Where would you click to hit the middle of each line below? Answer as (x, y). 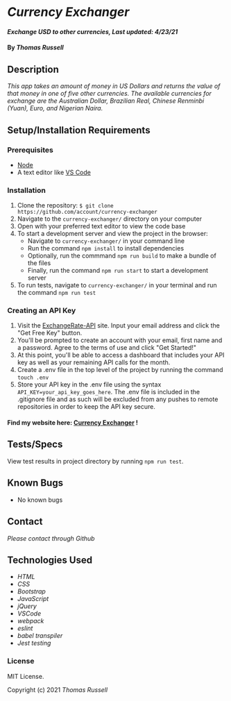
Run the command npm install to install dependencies (106, 248)
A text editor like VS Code (54, 172)
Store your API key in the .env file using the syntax (89, 385)
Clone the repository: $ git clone (66, 205)
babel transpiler (40, 636)
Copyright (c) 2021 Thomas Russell (58, 690)
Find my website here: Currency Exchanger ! (73, 423)
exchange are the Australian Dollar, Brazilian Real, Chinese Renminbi (106, 101)
